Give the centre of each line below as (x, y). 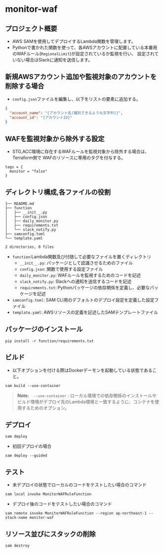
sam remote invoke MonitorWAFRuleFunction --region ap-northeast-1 (76, 513)
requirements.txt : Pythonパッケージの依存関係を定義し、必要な (85, 287)
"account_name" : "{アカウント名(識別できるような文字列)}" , (66, 113)
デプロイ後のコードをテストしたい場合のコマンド (62, 504)
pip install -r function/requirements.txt (49, 341)
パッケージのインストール (44, 329)
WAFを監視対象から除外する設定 (55, 138)
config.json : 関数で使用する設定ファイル (61, 269)
